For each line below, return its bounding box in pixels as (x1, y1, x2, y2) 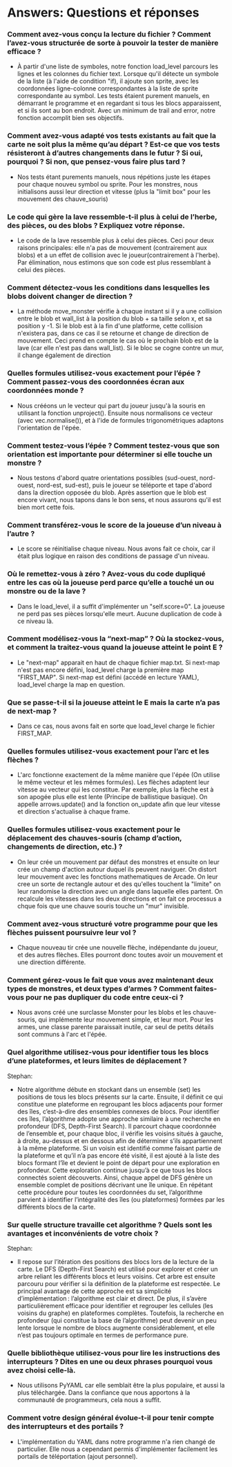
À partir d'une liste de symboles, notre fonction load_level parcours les (17, 62, 219, 70)
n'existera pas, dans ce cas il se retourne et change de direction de (17, 329, 209, 338)
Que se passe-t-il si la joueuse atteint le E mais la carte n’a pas (7, 698, 220, 707)
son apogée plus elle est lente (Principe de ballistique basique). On (17, 793, 208, 801)
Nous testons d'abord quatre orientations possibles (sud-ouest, (17, 473, 198, 481)
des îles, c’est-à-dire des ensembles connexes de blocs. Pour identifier (17, 1107, 220, 1115)
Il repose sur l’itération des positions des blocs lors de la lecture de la (17, 1257, 215, 1265)
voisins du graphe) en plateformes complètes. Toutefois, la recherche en (17, 1309, 224, 1317)
